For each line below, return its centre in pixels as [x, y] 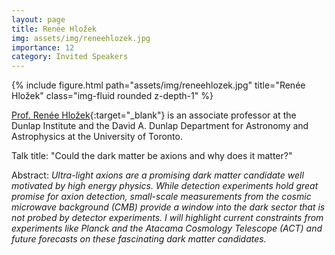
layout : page [38, 19]
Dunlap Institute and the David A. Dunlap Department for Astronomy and [160, 126]
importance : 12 [43, 47]
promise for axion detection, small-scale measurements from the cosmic [161, 197]
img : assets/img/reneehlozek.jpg [81, 38]
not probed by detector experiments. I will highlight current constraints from [167, 218]
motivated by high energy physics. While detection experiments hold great [165, 186]
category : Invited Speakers [70, 57]
